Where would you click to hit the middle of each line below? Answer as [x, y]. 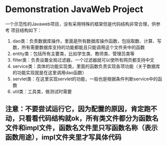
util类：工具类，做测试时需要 [42, 91]
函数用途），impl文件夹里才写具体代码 [63, 137]
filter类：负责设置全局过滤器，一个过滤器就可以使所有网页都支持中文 [83, 60]
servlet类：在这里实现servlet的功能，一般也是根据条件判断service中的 [85, 79]
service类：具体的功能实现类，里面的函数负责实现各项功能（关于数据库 [86, 66]
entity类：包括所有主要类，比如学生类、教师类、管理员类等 [73, 54]
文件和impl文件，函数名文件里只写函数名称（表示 [81, 128]
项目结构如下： [26, 30]
